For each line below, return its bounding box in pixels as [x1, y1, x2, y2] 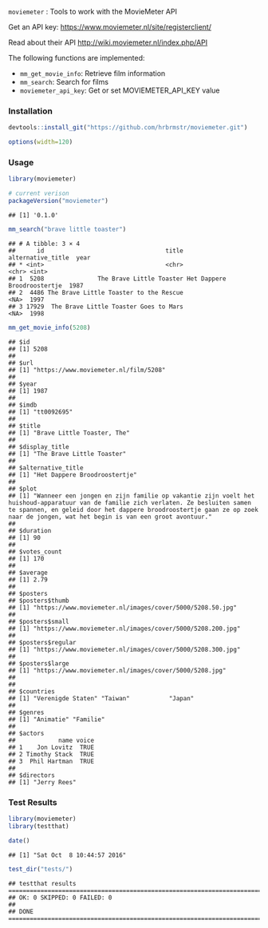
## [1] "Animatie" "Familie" [8, 715, 105, 724]
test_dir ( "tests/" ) [8, 865, 73, 873]
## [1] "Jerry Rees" [8, 778, 77, 786]
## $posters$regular [8, 638, 77, 646]
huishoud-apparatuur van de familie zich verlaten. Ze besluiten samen [8, 498, 251, 506]
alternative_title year [8, 253, 91, 262]
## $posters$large [8, 659, 69, 668]
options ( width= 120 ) [8, 138, 73, 146]
